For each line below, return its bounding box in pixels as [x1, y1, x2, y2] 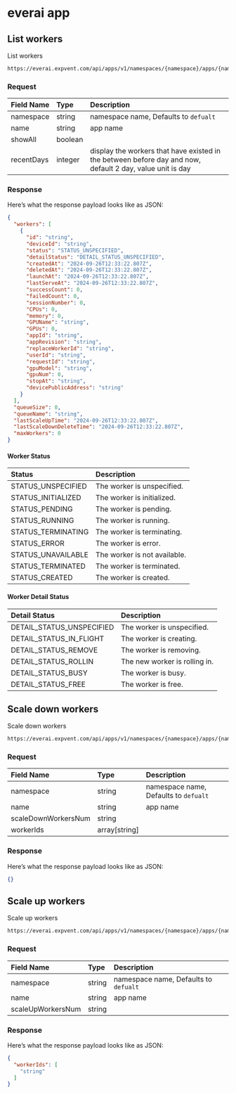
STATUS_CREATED [11, 573, 73, 583]
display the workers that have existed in [90, 146, 221, 156]
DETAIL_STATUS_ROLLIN [11, 656, 93, 666]
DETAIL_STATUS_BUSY [11, 668, 88, 678]
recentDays [11, 155, 49, 165]
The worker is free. [120, 679, 184, 689]
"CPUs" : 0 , [25, 306, 58, 313]
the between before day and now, [90, 155, 202, 165]
